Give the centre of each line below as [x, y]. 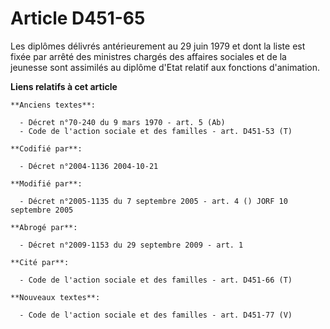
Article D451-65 [78, 18]
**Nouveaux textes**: [55, 297]
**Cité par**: [40, 262]
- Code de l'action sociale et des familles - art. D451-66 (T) [156, 280]
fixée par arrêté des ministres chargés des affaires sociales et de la [148, 56]
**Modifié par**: [46, 183]
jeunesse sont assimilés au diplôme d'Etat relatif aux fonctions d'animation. [165, 67]
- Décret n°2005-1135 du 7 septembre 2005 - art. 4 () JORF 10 [153, 201]
